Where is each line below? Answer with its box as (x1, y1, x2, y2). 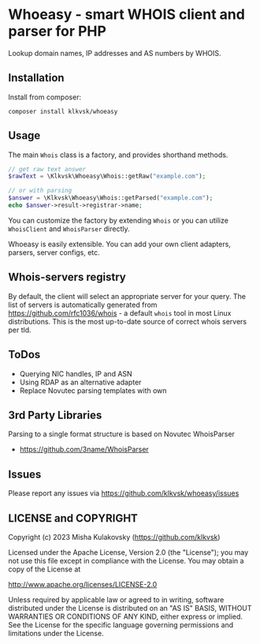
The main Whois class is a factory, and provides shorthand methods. (8, 150, 228, 159)
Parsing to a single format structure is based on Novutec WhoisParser (8, 429, 235, 439)
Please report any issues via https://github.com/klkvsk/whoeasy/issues (8, 489, 240, 498)
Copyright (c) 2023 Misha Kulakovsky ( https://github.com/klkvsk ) (8, 533, 221, 541)
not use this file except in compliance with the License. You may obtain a (8, 556, 244, 565)
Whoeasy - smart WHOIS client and (8, 6, 246, 24)
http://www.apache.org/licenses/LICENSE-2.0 (8, 580, 158, 589)
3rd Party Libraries (8, 408, 102, 421)
